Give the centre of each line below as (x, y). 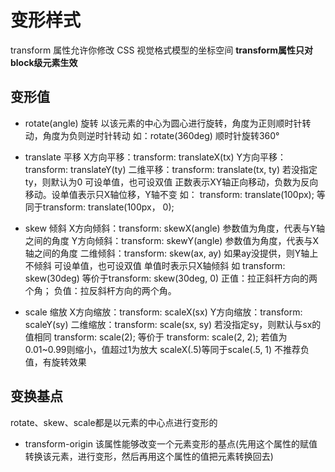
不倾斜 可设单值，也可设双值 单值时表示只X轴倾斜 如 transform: (155, 265)
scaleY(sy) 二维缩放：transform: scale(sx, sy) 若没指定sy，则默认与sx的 (173, 324)
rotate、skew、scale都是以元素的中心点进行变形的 (114, 422)
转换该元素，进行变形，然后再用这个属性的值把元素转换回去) (149, 456)
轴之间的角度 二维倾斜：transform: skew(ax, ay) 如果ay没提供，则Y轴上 (171, 253)
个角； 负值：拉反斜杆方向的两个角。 (100, 290)
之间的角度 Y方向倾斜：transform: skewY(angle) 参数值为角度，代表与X (171, 240)
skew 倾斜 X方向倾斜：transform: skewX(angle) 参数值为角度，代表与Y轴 (175, 228)
